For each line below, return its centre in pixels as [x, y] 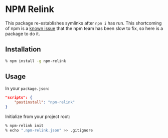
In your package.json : [27, 88]
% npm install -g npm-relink [36, 61]
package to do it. [23, 33]
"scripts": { [19, 98]
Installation [23, 49]
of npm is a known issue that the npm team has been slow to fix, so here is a [84, 28]
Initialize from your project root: [38, 116]
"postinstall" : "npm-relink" [45, 102]
